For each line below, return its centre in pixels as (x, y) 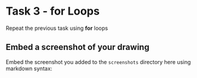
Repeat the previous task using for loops (57, 28)
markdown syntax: (29, 68)
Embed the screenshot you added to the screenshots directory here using (98, 62)
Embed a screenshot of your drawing (78, 47)
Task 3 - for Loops (53, 11)
